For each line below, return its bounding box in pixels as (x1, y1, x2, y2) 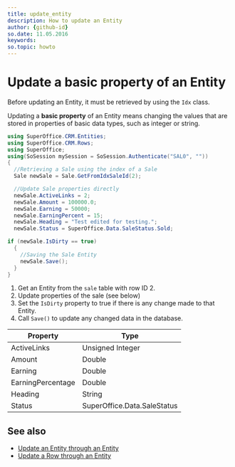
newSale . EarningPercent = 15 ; (14, 211, 103, 219)
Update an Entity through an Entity (17, 444, 119, 453)
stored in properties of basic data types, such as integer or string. (7, 119, 201, 127)
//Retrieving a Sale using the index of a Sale (14, 166, 158, 173)
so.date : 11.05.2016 (7, 30, 69, 38)
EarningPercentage (11, 378, 76, 388)
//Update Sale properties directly (14, 186, 120, 193)
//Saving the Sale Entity (20, 251, 98, 258)
